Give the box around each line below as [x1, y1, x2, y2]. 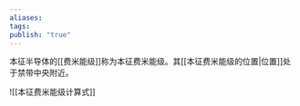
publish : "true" [9, 30, 71, 39]
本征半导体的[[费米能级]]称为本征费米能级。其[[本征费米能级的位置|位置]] [9, 56, 284, 67]
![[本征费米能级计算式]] [9, 87, 96, 98]
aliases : [9, 13, 43, 23]
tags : [9, 22, 30, 31]
